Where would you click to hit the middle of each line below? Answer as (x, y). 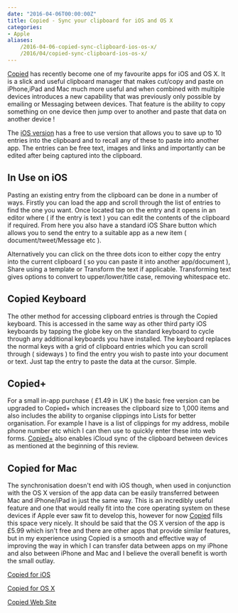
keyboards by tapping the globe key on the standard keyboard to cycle (111, 331)
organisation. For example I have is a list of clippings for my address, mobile (118, 423)
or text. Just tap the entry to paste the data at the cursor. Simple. (102, 361)
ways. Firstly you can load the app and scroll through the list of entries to (114, 202)
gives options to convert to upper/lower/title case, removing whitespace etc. (119, 276)
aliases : (20, 40)
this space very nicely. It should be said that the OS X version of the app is (116, 524)
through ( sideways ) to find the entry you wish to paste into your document (118, 354)
